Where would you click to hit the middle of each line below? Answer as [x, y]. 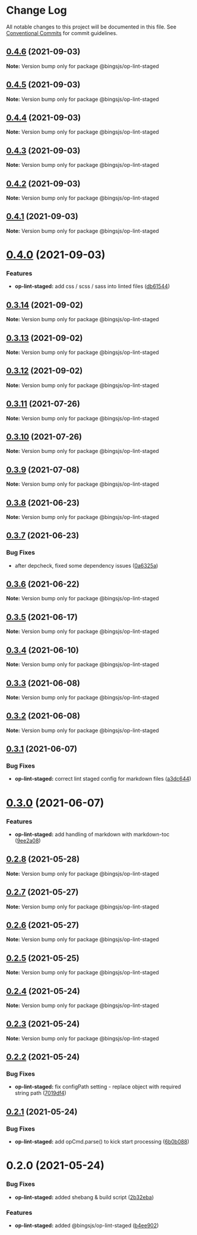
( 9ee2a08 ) [28, 840]
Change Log [36, 10]
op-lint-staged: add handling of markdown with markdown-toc [92, 834]
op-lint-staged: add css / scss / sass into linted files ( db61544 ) [92, 286]
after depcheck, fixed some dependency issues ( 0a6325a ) [86, 565]
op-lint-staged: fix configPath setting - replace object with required [98, 1087]
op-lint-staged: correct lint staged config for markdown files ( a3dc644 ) [103, 779]
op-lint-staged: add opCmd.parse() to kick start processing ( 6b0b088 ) [102, 1142]
